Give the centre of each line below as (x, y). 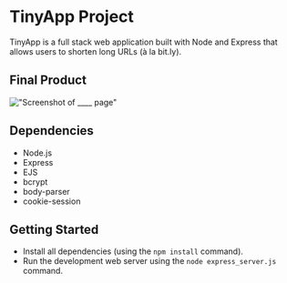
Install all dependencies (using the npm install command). (133, 251)
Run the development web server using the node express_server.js (149, 261)
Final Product (48, 81)
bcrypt (35, 182)
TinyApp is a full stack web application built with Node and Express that (143, 42)
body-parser (46, 191)
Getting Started (54, 229)
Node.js (37, 153)
